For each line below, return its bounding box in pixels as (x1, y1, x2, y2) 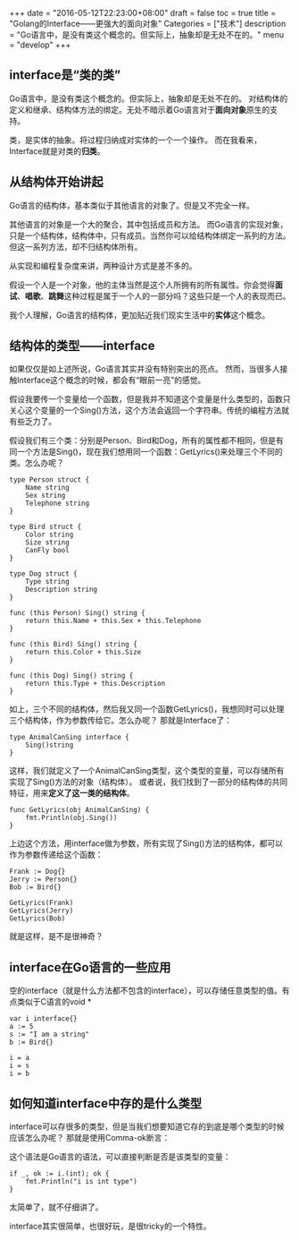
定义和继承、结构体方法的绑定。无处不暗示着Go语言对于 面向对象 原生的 (9, 104, 270, 115)
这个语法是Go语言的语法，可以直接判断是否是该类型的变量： (9, 1151, 231, 1162)
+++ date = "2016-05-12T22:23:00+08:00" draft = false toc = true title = (9, 8, 277, 18)
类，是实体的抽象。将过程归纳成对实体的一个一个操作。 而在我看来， (9, 134, 262, 145)
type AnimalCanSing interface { (9, 733, 129, 742)
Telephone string (25, 499, 90, 509)
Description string (25, 586, 98, 594)
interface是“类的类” (9, 67, 121, 83)
